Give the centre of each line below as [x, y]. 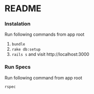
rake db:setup [26, 49]
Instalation [18, 24]
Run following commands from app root [45, 34]
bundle [18, 45]
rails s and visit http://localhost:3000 [50, 54]
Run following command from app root [43, 78]
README [23, 9]
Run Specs [18, 67]
